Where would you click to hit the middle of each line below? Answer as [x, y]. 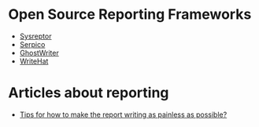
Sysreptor [35, 36]
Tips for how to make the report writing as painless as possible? [123, 114]
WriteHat [34, 61]
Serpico [32, 44]
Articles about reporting [89, 93]
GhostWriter [39, 53]
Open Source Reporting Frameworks [130, 15]
